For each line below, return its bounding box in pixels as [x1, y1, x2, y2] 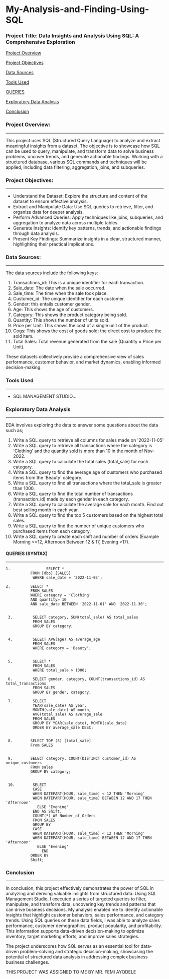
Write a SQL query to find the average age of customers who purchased [13, 469, 162, 475]
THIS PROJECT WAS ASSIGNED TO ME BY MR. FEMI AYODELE [6, 969, 136, 975]
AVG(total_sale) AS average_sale [32, 712, 102, 717]
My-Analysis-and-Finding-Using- [6, 4, 149, 15]
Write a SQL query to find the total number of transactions [13, 491, 133, 497]
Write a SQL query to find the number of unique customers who [13, 523, 145, 529]
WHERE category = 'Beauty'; [32, 646, 92, 651]
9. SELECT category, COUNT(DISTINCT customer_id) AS [8, 756, 136, 761]
